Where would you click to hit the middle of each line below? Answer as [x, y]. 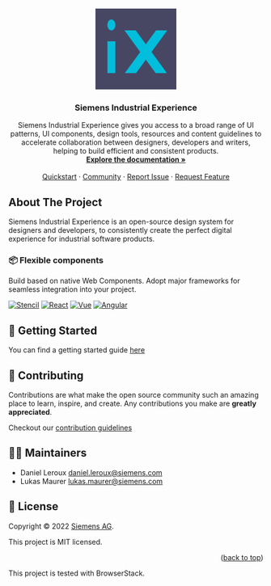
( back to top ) [242, 557]
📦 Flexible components [56, 260]
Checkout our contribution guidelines [70, 428]
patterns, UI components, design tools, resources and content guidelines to [136, 134]
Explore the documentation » [136, 160]
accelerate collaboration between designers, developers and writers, [136, 142]
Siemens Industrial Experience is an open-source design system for [121, 221]
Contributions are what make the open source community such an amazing [133, 395]
